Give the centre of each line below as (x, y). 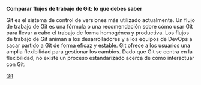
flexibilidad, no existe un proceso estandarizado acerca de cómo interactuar (100, 58)
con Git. (16, 64)
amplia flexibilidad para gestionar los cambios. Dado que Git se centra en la (100, 52)
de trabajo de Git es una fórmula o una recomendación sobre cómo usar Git (100, 26)
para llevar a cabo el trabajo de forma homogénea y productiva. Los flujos (98, 33)
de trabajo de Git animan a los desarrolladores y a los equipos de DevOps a (99, 39)
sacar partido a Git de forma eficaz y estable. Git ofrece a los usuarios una (98, 45)
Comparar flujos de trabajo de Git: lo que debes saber (74, 9)
